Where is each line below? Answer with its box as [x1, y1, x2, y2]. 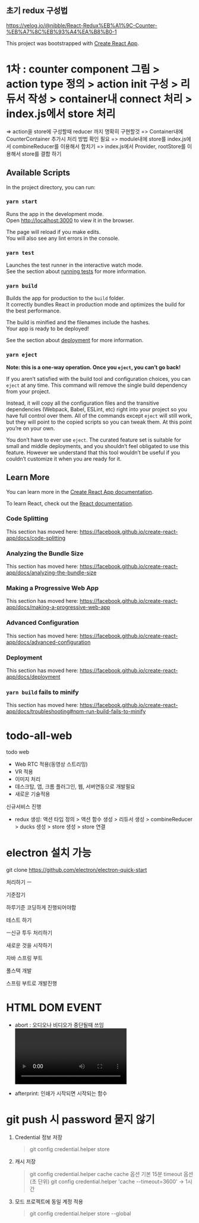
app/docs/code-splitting [6, 534, 66, 542]
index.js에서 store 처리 [6, 107, 116, 120]
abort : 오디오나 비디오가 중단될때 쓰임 [14, 1021, 104, 1028]
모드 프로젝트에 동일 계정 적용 [14, 1198, 83, 1205]
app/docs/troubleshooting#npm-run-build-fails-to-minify [6, 708, 146, 715]
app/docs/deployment [6, 673, 61, 680]
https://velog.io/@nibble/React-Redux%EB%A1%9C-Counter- [6, 21, 157, 29]
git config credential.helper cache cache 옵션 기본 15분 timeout [29, 1171, 182, 1178]
